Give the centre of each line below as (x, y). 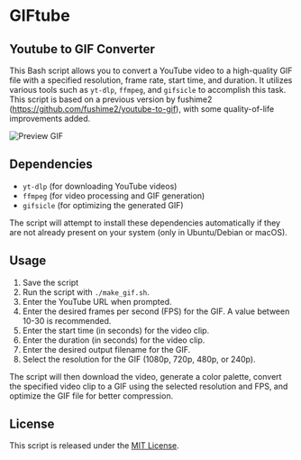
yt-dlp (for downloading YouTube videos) (100, 186)
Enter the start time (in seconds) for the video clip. (116, 330)
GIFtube (40, 16)
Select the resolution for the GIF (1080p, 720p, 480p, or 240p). (139, 359)
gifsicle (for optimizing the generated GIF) (103, 205)
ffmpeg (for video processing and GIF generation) (114, 196)
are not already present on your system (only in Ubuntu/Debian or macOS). (149, 232)
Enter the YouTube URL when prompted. (97, 301)
